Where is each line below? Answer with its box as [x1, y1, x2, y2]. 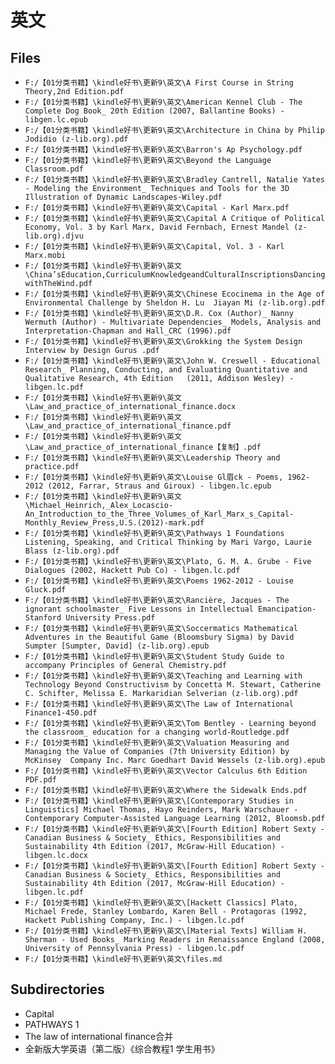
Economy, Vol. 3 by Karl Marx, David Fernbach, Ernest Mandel [24, 222, 290, 232]
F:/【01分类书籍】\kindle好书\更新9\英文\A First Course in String [24, 78, 294, 88]
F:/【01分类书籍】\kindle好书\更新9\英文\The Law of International [24, 699, 294, 709]
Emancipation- [258, 604, 317, 614]
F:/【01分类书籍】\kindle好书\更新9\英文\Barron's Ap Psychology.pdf [24, 145, 303, 155]
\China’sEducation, [24, 270, 107, 280]
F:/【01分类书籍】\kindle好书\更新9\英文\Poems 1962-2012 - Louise [24, 576, 294, 586]
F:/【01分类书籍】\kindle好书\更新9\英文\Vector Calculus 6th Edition [24, 766, 308, 776]
